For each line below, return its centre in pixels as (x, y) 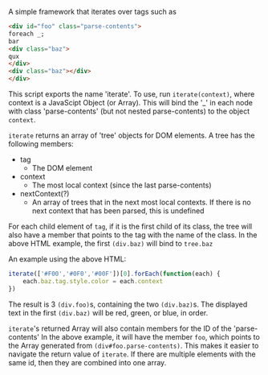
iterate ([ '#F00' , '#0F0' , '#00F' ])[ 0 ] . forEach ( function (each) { (114, 274)
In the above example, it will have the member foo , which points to (151, 336)
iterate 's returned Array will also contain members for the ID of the (120, 328)
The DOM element (62, 168)
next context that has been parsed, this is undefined (118, 211)
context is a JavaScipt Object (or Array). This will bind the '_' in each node (130, 103)
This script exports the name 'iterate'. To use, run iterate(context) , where (132, 94)
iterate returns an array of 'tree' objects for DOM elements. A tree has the (132, 135)
